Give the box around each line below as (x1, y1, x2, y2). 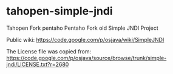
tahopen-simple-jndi (6, 4, 114, 18)
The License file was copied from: (6, 47, 92, 55)
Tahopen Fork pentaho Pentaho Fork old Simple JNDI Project (6, 24, 159, 32)
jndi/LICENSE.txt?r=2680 (6, 61, 69, 68)
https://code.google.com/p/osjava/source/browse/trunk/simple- (6, 54, 167, 61)
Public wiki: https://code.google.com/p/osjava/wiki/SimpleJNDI (6, 36, 165, 43)
